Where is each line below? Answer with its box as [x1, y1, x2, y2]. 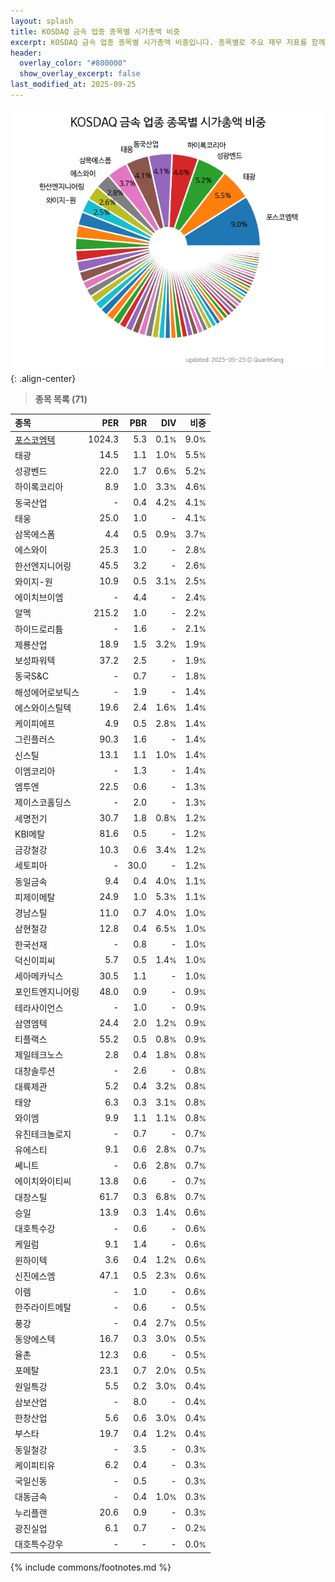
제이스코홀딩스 [14, 796, 72, 809]
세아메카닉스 [14, 970, 64, 982]
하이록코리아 [14, 481, 64, 493]
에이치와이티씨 [14, 1175, 72, 1187]
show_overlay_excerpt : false [19, 69, 141, 79]
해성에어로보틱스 [14, 686, 80, 698]
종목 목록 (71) [34, 393, 88, 405]
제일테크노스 [14, 1049, 64, 1061]
